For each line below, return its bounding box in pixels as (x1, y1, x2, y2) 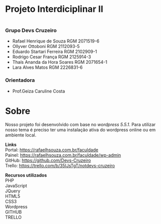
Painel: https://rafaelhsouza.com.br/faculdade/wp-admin (5, 152, 121, 158)
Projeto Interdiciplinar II (5, 3, 104, 15)
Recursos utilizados (5, 172, 47, 179)
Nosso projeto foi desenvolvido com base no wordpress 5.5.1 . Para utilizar (5, 122, 156, 128)
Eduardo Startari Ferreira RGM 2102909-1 (12, 48, 98, 55)
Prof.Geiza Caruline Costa (12, 88, 65, 94)
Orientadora (5, 77, 35, 84)
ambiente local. (5, 132, 37, 138)
